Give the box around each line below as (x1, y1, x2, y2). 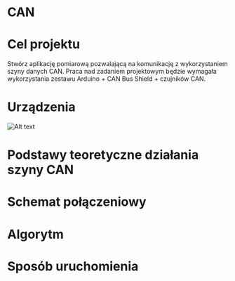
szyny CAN (7, 162, 74, 178)
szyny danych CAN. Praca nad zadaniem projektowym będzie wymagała (7, 67, 217, 76)
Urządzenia (7, 99, 76, 115)
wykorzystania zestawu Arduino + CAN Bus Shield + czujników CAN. (7, 74, 206, 83)
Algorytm (7, 226, 65, 242)
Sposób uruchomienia (7, 258, 139, 274)
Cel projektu (7, 37, 81, 53)
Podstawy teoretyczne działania (7, 147, 199, 163)
